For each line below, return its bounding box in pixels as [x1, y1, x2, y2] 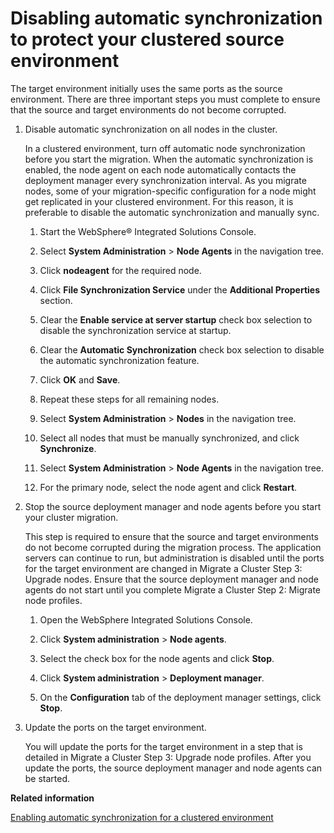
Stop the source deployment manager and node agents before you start [24, 500, 322, 512]
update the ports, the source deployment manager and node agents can [24, 762, 323, 774]
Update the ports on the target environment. [24, 721, 207, 733]
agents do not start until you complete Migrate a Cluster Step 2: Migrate [24, 583, 321, 596]
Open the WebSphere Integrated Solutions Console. [39, 613, 253, 626]
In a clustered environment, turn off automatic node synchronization [24, 142, 306, 154]
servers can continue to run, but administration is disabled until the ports [24, 552, 325, 564]
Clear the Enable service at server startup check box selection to [39, 313, 313, 326]
